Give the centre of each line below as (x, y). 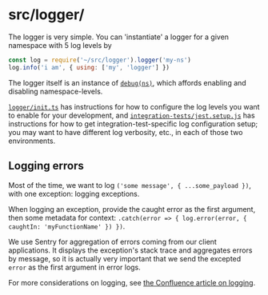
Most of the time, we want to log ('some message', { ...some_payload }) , (130, 185)
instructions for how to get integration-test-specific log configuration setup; (133, 124)
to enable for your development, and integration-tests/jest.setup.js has (132, 115)
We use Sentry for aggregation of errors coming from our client (113, 241)
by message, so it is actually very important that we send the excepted (125, 258)
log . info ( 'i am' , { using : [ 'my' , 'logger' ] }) (89, 67)
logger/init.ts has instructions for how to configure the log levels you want (134, 106)
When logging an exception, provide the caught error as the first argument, (132, 209)
